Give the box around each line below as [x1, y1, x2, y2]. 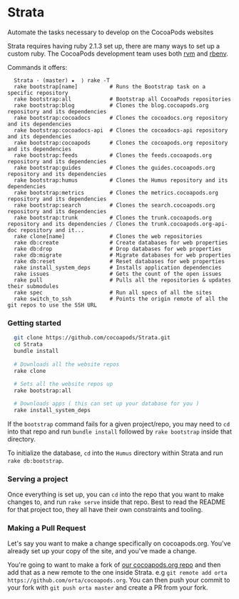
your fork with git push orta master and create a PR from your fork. [7, 583, 208, 592]
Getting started [7, 318, 62, 328]
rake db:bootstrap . [7, 456, 64, 464]
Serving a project [7, 473, 68, 483]
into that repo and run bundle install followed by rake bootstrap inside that [7, 427, 233, 436]
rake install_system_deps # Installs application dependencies [14, 264, 222, 271]
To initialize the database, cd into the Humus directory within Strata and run [7, 449, 223, 457]
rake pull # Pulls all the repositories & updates [14, 276, 232, 284]
